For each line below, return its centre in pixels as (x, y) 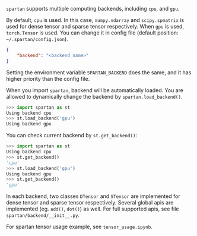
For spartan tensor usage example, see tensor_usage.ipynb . (79, 227)
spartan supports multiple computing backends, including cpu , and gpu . (93, 9)
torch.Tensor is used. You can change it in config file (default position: (92, 33)
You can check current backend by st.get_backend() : (72, 136)
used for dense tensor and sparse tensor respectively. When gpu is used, (95, 26)
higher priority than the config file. (48, 78)
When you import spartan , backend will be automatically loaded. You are (95, 90)
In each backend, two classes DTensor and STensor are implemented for (93, 196)
